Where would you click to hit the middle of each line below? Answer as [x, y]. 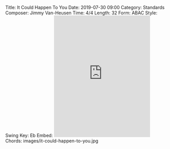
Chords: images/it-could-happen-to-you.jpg [52, 141]
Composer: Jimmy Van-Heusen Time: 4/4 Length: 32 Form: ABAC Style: [81, 13]
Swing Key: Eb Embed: [29, 135]
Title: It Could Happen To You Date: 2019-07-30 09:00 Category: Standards [85, 7]
